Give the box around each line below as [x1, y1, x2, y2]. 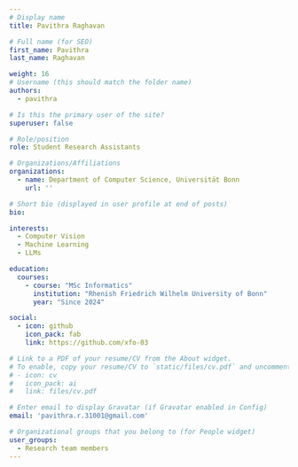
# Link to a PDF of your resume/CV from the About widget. [9, 354, 232, 363]
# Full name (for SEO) [9, 37, 93, 46]
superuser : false [9, 119, 74, 128]
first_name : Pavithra [9, 45, 90, 54]
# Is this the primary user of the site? [9, 110, 165, 120]
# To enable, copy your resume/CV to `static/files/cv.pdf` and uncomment [9, 362, 292, 371]
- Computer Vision [17, 232, 86, 241]
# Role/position [9, 135, 69, 144]
